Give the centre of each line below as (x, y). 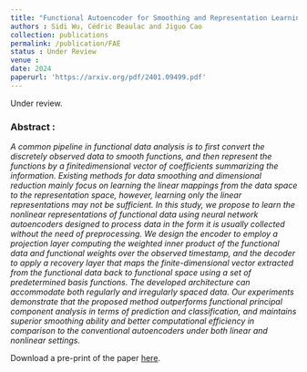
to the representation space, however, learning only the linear (126, 195)
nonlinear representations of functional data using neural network (134, 214)
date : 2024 (31, 69)
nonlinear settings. (46, 341)
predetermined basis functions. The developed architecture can (130, 283)
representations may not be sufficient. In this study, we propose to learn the (153, 205)
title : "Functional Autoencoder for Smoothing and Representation (139, 18)
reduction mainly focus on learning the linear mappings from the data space (154, 186)
